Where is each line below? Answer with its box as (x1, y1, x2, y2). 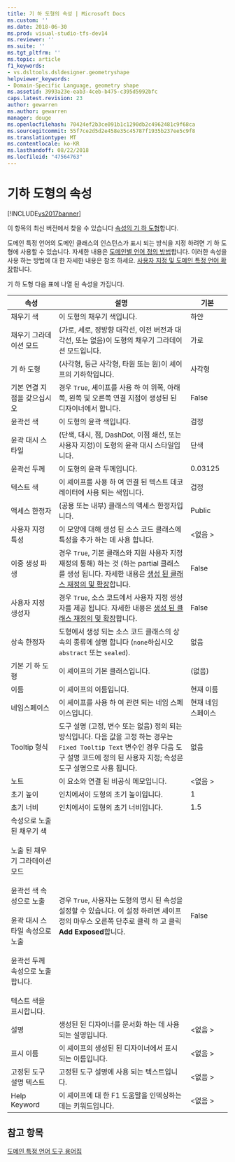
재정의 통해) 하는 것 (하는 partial (58, 558, 159, 568)
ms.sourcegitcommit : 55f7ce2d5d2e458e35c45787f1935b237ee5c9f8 (7, 127, 196, 134)
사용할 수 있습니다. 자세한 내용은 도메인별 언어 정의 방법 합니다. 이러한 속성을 (20, 247, 227, 255)
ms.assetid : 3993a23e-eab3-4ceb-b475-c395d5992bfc (7, 88, 158, 95)
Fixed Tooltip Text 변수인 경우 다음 (58, 742, 174, 752)
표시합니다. (10, 1006, 45, 1016)
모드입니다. (66, 346, 101, 356)
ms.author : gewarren (7, 108, 68, 115)
